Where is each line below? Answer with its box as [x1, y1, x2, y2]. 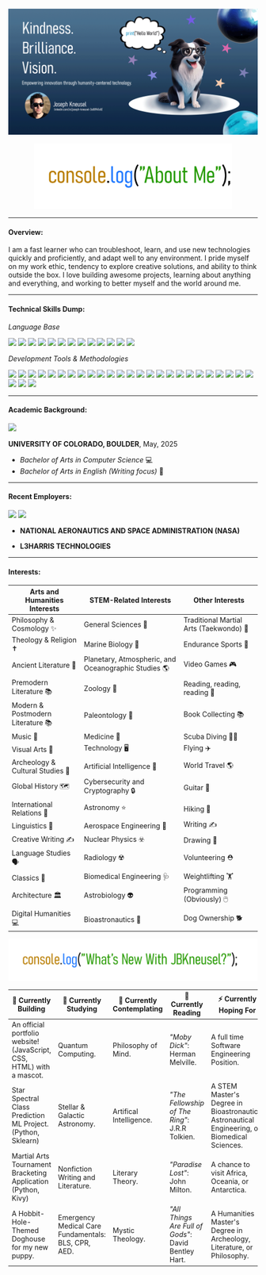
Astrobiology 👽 [83, 890, 134, 900]
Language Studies [11, 848, 71, 858]
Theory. [112, 1177, 139, 1186]
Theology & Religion [11, 636, 78, 645]
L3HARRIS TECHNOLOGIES [19, 541, 111, 551]
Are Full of [169, 1221, 203, 1231]
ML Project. [11, 1119, 49, 1129]
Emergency [58, 1213, 96, 1223]
